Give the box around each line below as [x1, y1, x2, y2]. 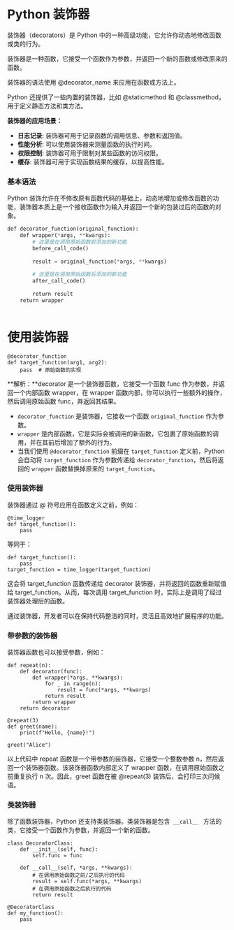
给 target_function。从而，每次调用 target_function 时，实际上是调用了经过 [7, 588, 222, 596]
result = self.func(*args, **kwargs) [32, 878, 142, 885]
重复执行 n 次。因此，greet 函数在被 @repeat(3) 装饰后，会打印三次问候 [13, 772, 221, 780]
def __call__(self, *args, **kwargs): [20, 864, 133, 871]
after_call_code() [32, 278, 86, 285]
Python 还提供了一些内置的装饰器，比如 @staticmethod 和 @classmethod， [7, 92, 225, 101]
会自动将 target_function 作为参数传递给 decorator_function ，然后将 [17, 455, 218, 464]
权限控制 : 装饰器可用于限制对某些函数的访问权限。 [17, 148, 162, 157]
